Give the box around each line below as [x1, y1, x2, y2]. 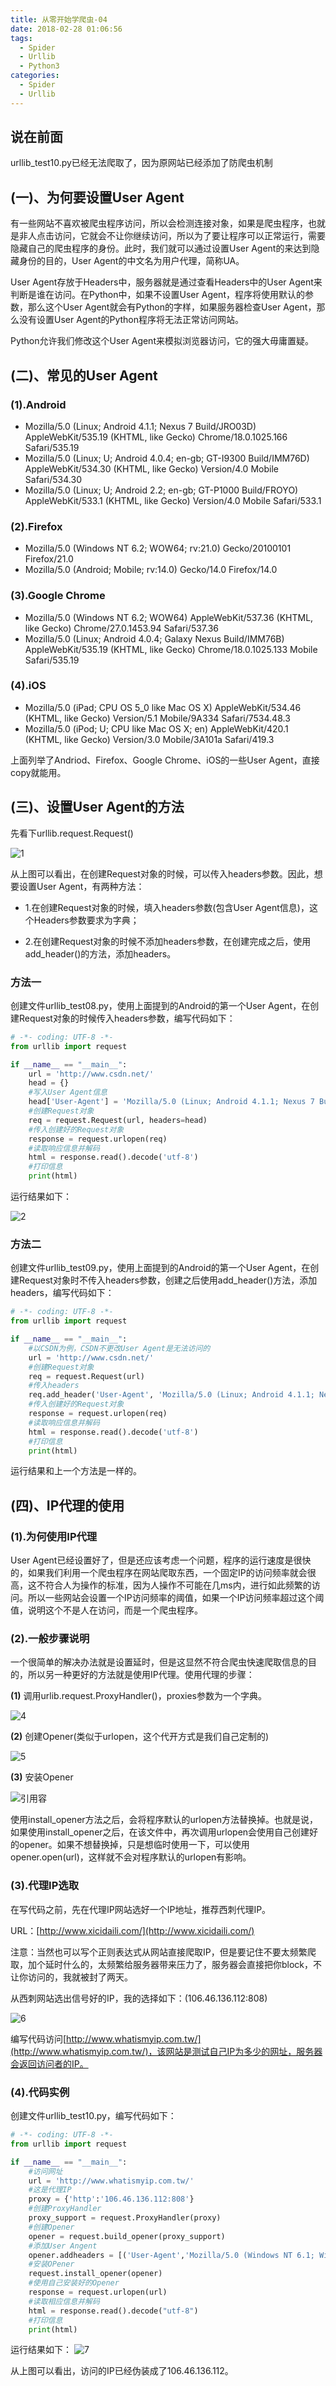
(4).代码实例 [10, 2085, 70, 2099]
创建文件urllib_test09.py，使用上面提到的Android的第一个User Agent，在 [10, 1262, 311, 1274]
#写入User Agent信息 [28, 1087, 108, 1098]
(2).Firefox [10, 519, 63, 533]
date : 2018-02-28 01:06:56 [10, 24, 123, 34]
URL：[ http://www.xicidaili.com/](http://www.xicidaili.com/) [10, 1924, 255, 1936]
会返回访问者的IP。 [10, 2057, 89, 2070]
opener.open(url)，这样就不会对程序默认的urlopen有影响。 [10, 1851, 252, 1863]
